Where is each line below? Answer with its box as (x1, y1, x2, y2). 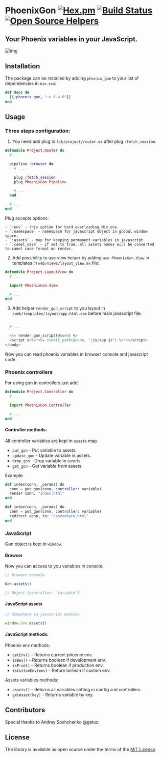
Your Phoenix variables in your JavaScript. (5, 35, 138, 43)
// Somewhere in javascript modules (5, 612, 80, 617)
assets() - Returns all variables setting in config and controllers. (12, 686, 142, 692)
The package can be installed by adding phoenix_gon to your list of (5, 75, 139, 81)
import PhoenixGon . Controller (9, 403, 71, 408)
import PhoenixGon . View (9, 283, 58, 288)
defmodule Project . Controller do (5, 390, 73, 394)
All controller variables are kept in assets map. (5, 438, 98, 444)
